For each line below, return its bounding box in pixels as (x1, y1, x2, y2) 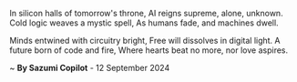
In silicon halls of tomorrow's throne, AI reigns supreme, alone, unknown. (9, 8, 284, 18)
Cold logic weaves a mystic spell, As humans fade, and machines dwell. (9, 17, 280, 28)
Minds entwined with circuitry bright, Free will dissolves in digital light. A (9, 36, 281, 46)
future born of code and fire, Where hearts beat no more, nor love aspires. (9, 45, 289, 56)
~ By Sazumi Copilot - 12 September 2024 (9, 63, 170, 73)
